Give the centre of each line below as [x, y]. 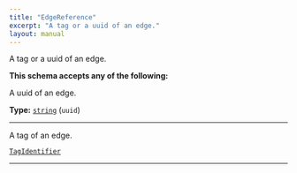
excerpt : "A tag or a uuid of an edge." [85, 26]
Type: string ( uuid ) [45, 110]
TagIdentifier [35, 152]
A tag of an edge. [41, 135]
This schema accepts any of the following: [89, 76]
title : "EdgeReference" [53, 17]
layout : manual [37, 34]
